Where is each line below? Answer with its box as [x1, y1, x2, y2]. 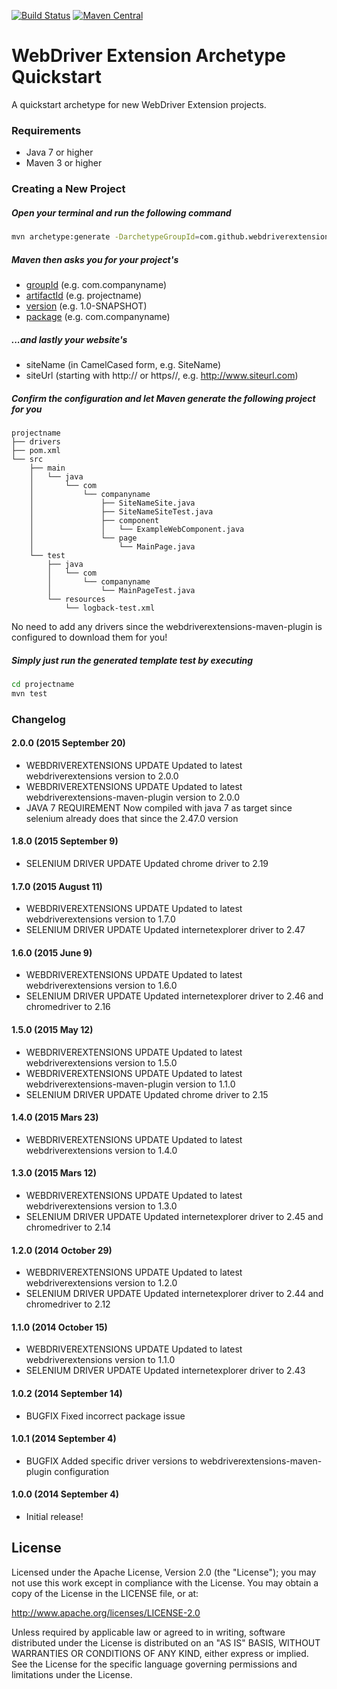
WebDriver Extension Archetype [11, 45, 286, 67]
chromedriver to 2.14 [25, 1221, 112, 1233]
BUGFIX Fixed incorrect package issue [25, 1410, 186, 1422]
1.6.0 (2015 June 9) [11, 946, 93, 959]
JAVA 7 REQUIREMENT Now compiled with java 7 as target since [25, 801, 293, 814]
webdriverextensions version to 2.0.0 [25, 770, 179, 782]
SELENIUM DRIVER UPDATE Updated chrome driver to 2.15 [25, 1088, 269, 1100]
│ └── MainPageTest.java [47, 585, 196, 595]
